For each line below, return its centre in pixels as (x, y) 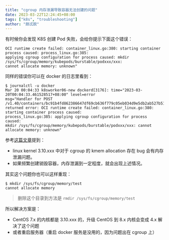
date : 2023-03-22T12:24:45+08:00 (40, 15)
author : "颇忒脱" (22, 24)
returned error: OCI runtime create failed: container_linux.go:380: (80, 108)
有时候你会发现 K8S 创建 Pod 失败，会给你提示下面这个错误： (69, 39)
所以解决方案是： (23, 209)
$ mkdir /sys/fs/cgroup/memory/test (44, 184)
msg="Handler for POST (29, 99)
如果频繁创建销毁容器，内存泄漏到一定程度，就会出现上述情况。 (78, 163)
